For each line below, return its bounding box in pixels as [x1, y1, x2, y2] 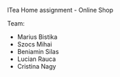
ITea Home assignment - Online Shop [7, 6, 114, 14]
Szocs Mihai [17, 40, 52, 48]
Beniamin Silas [17, 48, 59, 55]
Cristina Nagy [17, 62, 57, 70]
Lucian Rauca [17, 55, 57, 63]
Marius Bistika [17, 33, 58, 41]
